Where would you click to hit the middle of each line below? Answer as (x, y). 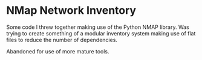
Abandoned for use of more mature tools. (58, 51)
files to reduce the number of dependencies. (62, 40)
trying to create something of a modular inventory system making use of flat (101, 33)
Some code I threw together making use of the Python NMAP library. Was (98, 27)
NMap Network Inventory (71, 10)
